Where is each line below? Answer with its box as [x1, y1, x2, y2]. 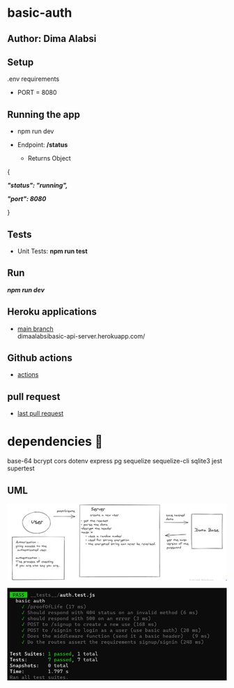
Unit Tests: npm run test [17, 247, 88, 255]
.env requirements [7, 75, 60, 83]
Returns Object [27, 154, 71, 163]
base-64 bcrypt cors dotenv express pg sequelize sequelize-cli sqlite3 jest [7, 457, 223, 465]
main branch [17, 324, 54, 333]
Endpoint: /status [17, 141, 68, 149]
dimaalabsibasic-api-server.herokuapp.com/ [17, 331, 146, 340]
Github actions [7, 352, 73, 364]
